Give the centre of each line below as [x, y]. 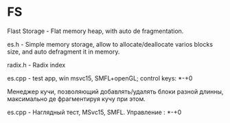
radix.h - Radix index [36, 65]
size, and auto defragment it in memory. [64, 52]
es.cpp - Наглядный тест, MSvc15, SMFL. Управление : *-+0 [94, 112]
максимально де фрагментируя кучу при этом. [76, 99]
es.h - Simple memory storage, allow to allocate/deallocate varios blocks [110, 44]
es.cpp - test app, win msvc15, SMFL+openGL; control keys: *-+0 [100, 78]
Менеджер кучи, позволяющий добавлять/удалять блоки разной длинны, [115, 91]
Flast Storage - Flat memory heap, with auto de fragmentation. [95, 31]
